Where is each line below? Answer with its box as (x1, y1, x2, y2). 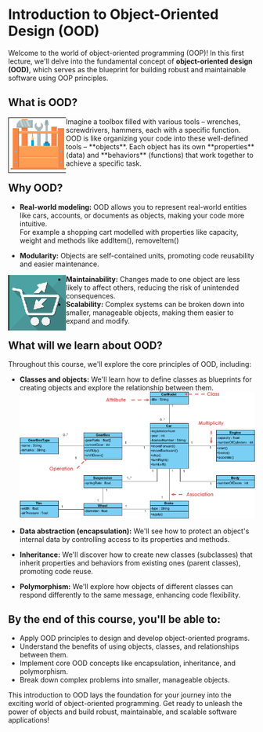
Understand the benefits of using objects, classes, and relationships (19, 642, 240, 651)
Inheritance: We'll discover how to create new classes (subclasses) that (19, 550, 253, 559)
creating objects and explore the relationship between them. (19, 383, 214, 393)
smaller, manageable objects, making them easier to (66, 308, 234, 317)
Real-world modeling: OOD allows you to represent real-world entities (19, 202, 247, 211)
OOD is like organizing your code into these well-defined (66, 134, 249, 143)
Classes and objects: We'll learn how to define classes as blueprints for (19, 375, 252, 384)
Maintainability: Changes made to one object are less (66, 274, 240, 284)
